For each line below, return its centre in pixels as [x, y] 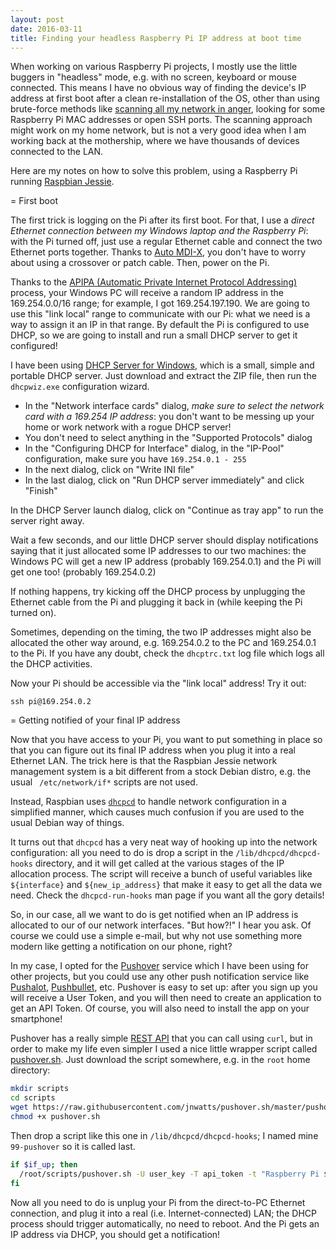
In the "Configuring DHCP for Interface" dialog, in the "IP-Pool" [154, 448]
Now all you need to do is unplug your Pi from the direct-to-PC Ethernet [158, 1202]
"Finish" [41, 491]
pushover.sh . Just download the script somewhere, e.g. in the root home [160, 1060]
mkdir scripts [40, 1089]
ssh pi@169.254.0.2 [51, 702]
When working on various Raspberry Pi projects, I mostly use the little [154, 67]
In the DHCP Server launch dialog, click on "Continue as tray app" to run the [167, 510]
